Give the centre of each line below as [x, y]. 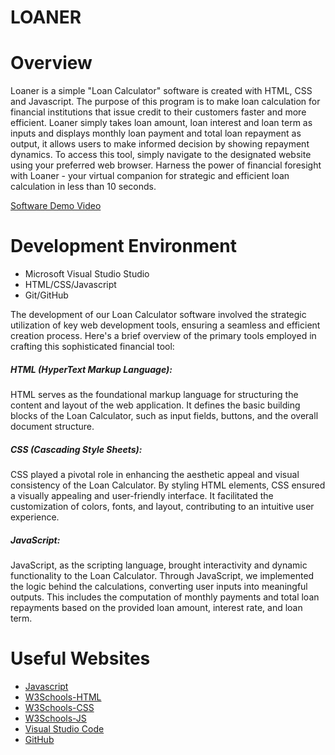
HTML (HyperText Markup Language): [91, 369]
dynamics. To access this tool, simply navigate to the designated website [161, 155]
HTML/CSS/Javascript [70, 285]
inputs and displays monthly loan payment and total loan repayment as [156, 133]
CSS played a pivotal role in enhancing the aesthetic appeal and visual [155, 474]
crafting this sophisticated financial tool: [92, 347]
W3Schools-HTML [63, 697]
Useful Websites [80, 658]
